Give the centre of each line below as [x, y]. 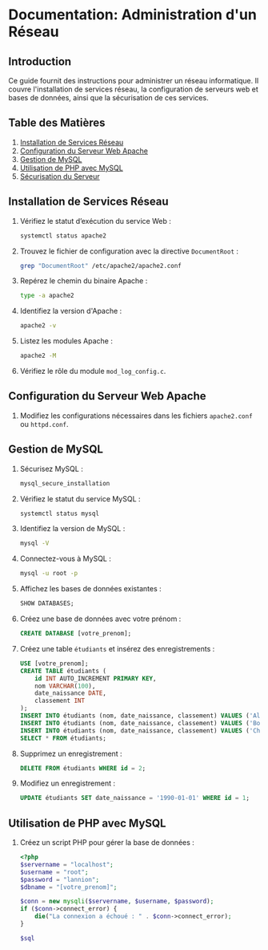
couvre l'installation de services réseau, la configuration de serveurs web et [133, 89]
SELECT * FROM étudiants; [63, 738]
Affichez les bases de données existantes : [90, 589]
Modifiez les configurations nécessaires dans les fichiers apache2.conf [136, 416]
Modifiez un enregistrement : [68, 783]
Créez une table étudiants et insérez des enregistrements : [117, 648]
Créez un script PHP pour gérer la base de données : [107, 842]
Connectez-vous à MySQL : [66, 558]
